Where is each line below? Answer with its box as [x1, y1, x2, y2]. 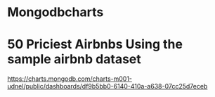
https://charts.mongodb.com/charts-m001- [7, 75, 132, 83]
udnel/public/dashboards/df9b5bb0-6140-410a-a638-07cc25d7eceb [7, 82, 208, 91]
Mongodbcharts [7, 4, 104, 20]
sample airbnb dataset [7, 51, 142, 67]
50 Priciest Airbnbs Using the [7, 37, 183, 53]
